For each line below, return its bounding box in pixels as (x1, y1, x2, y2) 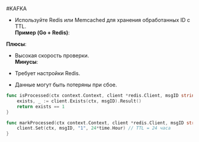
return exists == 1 (17, 104, 65, 109)
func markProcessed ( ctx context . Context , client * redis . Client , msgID (6, 120, 184, 126)
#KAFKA (6, 5, 27, 12)
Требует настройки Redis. (14, 70, 81, 76)
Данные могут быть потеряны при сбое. (14, 81, 117, 88)
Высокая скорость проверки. (14, 52, 89, 59)
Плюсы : (6, 41, 27, 47)
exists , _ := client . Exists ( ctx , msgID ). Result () (17, 98, 142, 104)
